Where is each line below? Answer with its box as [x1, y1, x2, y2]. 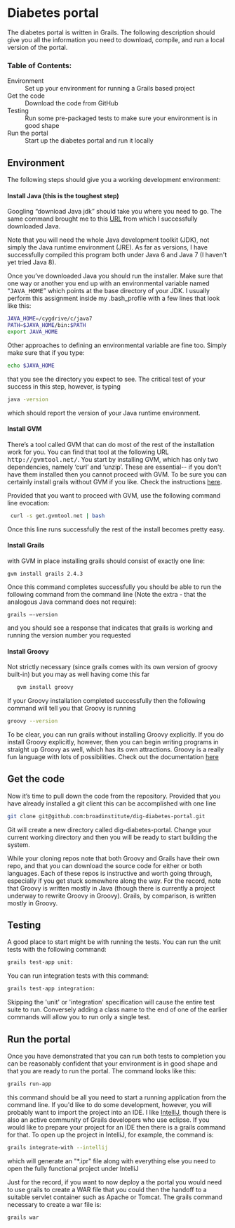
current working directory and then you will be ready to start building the [7, 833, 217, 841]
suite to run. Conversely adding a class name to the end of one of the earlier [7, 1005, 228, 1014]
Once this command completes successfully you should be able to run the [7, 582, 222, 591]
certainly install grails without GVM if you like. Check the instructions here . [7, 477, 222, 486]
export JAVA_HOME [7, 328, 58, 335]
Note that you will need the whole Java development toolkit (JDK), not [7, 235, 210, 244]
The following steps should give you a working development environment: [7, 176, 221, 184]
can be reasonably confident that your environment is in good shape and [7, 1059, 217, 1068]
